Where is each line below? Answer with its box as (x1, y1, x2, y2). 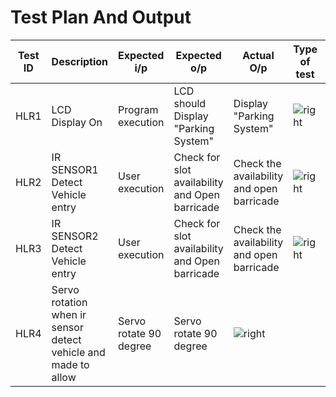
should (173, 96, 207, 110)
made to (51, 357, 90, 371)
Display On (51, 115, 103, 129)
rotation (51, 295, 88, 309)
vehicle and (51, 345, 106, 359)
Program (118, 102, 159, 116)
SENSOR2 (51, 229, 99, 243)
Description (51, 54, 109, 68)
